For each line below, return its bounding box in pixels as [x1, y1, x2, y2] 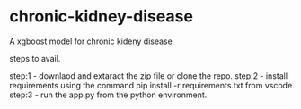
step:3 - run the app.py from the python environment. [9, 89, 208, 100]
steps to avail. [9, 53, 61, 63]
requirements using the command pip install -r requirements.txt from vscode [9, 80, 293, 90]
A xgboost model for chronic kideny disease [9, 36, 173, 46]
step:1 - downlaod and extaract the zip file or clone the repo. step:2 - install [9, 70, 288, 81]
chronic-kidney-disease [9, 6, 193, 27]
